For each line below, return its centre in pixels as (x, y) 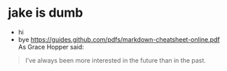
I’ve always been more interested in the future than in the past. (115, 60)
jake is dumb (46, 13)
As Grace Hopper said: (51, 47)
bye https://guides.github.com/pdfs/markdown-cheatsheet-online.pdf (119, 39)
